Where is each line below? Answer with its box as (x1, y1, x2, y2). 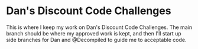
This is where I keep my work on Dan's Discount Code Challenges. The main (6, 24, 193, 31)
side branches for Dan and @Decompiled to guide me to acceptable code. (6, 36, 187, 43)
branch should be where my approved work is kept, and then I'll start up (6, 30, 181, 37)
